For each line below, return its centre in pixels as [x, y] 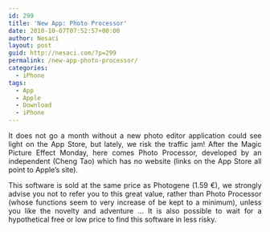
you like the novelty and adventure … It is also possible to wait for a [135, 211]
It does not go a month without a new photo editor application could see [135, 136]
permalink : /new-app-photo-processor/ [73, 61]
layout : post [30, 46]
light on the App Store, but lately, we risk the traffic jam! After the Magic [135, 144]
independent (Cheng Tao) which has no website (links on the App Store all [135, 161]
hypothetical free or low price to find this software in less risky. [112, 219]
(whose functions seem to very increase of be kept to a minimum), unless [135, 202]
